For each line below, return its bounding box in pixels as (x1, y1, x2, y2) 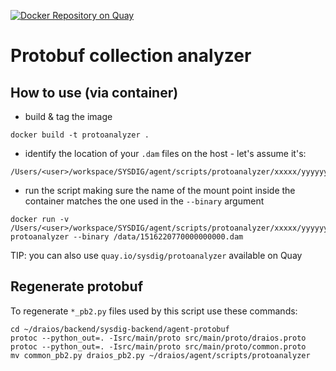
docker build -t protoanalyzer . (10, 130, 150, 140)
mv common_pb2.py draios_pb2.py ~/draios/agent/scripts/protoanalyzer (10, 350, 311, 360)
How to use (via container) (10, 84, 179, 101)
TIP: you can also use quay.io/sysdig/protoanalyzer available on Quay (10, 250, 303, 261)
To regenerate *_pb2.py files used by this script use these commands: (10, 305, 298, 317)
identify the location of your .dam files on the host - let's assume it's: (24, 148, 307, 159)
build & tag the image (24, 111, 113, 122)
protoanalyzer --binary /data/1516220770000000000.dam (10, 232, 244, 242)
